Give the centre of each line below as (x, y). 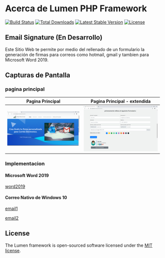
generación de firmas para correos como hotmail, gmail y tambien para (77, 54)
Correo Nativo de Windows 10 (36, 198)
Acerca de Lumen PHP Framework (76, 9)
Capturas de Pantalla (38, 75)
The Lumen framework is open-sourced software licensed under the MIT (79, 245)
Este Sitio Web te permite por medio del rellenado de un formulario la (75, 49)
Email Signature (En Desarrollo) (54, 38)
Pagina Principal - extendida (121, 101)
